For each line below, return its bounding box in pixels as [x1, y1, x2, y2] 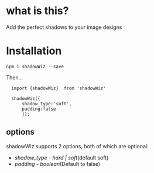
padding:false [21, 106, 57, 112]
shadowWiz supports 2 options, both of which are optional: [6, 142, 149, 149]
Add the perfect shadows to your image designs [6, 24, 122, 31]
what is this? [6, 4, 69, 18]
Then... [6, 74, 23, 81]
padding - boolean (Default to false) [14, 160, 101, 167]
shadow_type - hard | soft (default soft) [14, 154, 109, 161]
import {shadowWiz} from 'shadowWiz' [11, 85, 107, 91]
